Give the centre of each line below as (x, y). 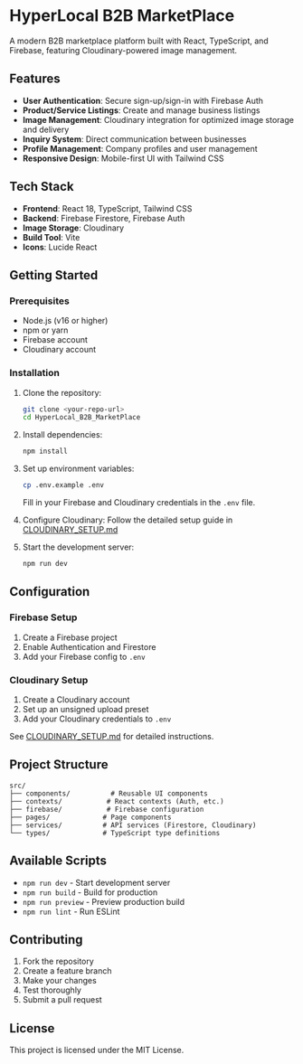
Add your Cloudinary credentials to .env (97, 719)
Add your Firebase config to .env (84, 656)
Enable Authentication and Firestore (89, 646)
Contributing (46, 940)
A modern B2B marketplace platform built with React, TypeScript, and (139, 41)
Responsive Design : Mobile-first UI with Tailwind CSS (123, 158)
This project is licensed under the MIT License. (97, 1050)
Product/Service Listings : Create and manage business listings (141, 110)
